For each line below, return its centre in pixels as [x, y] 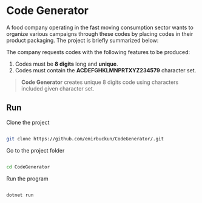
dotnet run [20, 195]
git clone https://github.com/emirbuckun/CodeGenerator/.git [85, 139]
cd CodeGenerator [28, 167]
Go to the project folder [35, 150]
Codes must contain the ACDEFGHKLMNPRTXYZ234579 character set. [106, 70]
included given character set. [58, 88]
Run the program [27, 178]
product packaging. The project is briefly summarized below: [82, 40]
